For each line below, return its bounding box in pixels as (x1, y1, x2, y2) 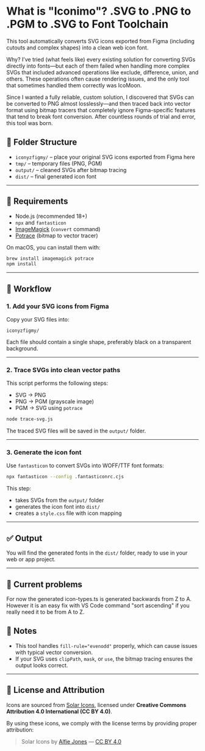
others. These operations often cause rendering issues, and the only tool (6, 75, 189, 82)
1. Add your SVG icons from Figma (6, 302, 109, 311)
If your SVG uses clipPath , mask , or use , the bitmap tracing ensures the (15, 655, 193, 663)
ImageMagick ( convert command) (15, 225, 101, 232)
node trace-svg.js (6, 416, 53, 422)
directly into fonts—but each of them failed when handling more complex (6, 62, 190, 70)
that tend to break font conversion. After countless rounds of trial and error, (6, 113, 196, 120)
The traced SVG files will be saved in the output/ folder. (6, 427, 146, 434)
